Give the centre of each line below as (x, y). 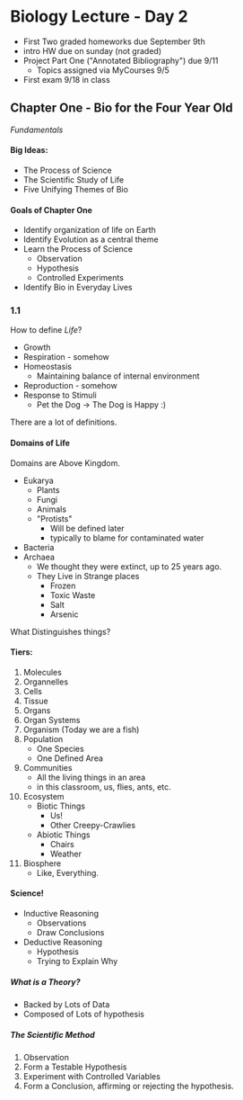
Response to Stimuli (60, 395)
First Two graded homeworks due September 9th (114, 41)
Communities (48, 767)
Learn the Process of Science (78, 249)
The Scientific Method (52, 1034)
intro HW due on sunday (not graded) (92, 50)
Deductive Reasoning (62, 943)
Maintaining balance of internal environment (118, 376)
